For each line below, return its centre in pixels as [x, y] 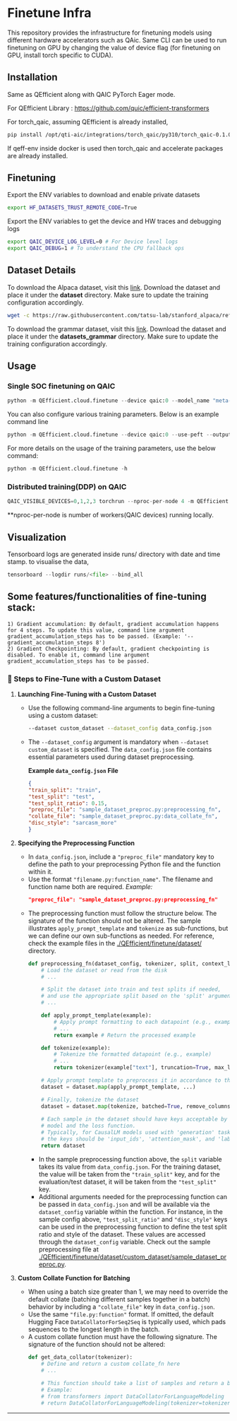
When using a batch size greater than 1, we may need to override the [128, 1292]
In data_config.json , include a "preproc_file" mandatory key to [121, 856]
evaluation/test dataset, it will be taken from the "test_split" [127, 1181]
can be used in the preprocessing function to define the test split [133, 1227]
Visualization [37, 537]
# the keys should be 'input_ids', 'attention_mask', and [128, 1139]
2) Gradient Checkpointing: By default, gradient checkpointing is [109, 649]
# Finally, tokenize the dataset [90, 1099]
